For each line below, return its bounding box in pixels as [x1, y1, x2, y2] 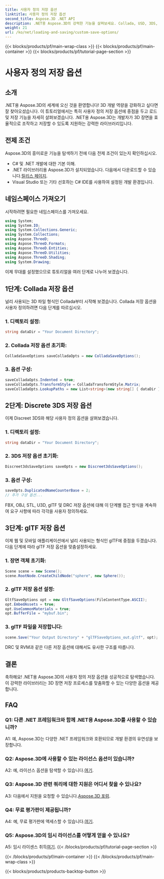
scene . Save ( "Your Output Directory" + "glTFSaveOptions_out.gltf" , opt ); [5, 635, 159, 640]
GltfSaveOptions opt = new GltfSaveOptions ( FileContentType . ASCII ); [5, 597, 147, 602]
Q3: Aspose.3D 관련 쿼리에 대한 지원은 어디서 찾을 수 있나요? [5, 781, 142, 788]
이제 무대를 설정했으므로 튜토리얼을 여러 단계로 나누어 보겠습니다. [5, 269, 129, 275]
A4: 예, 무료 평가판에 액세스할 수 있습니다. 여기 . [5, 818, 94, 824]
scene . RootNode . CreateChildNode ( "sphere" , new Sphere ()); [5, 573, 125, 578]
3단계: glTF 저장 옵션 [5, 524, 65, 532]
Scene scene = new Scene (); [5, 569, 62, 574]
